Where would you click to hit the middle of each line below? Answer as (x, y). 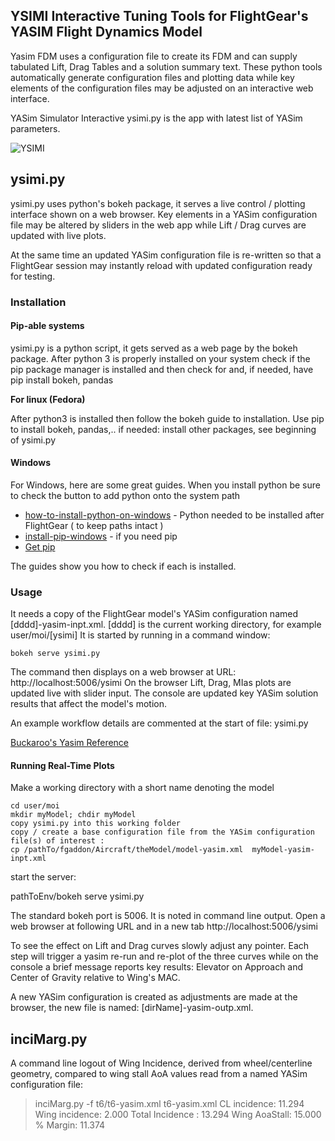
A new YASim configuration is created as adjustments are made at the (154, 997)
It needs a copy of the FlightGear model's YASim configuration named (154, 614)
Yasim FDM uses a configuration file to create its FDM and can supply (154, 56)
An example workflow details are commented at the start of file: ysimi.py (159, 723)
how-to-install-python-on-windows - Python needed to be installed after (174, 515)
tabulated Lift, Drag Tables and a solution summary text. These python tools (166, 66)
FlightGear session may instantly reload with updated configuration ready (161, 265)
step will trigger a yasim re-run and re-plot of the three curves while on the (164, 956)
